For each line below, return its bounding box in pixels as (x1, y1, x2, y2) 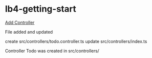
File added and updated (5, 29, 53, 35)
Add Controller (5, 19, 35, 25)
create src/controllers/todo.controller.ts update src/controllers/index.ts (5, 38, 148, 44)
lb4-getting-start (5, 3, 77, 15)
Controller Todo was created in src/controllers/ (5, 48, 99, 54)
